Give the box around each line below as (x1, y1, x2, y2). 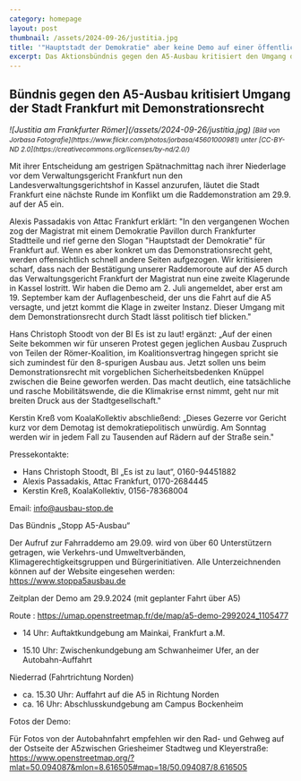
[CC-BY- (258, 135, 286, 144)
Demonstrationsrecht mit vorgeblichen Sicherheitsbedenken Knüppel (9, 366, 264, 377)
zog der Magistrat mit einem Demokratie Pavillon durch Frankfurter (9, 225, 256, 236)
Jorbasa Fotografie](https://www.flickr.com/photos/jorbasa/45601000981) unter (9, 135, 258, 144)
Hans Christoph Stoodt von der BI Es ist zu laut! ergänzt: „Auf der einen (9, 328, 273, 339)
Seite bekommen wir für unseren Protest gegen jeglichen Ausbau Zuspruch (9, 338, 288, 348)
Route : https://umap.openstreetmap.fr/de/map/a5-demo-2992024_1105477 (9, 610, 289, 621)
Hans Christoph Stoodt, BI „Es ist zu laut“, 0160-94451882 (21, 466, 236, 476)
